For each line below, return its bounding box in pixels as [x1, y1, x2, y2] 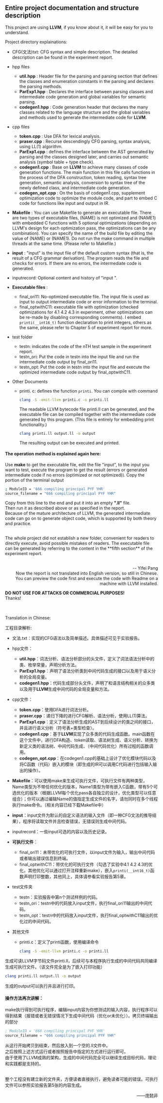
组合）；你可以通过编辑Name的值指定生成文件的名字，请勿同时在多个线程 [12, 796, 158, 802]
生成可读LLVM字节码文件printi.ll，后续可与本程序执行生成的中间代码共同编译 [5, 958, 158, 964]
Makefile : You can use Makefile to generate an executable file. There [12, 210, 152, 215]
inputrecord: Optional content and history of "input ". [12, 275, 117, 280]
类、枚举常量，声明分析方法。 [19, 662, 79, 668]
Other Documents [12, 379, 48, 384]
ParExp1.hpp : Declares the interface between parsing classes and [19, 88, 153, 94]
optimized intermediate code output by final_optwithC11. [19, 369, 132, 375]
